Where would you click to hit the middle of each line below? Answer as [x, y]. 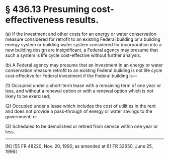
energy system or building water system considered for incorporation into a [83, 44]
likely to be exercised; [28, 96]
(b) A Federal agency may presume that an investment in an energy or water [84, 65]
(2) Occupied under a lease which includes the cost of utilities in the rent [80, 106]
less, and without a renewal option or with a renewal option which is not [79, 91]
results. [82, 20]
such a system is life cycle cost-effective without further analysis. [73, 55]
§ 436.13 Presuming [47, 9]
